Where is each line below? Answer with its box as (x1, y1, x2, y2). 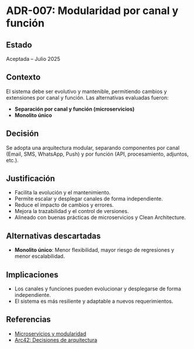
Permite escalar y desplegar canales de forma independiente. (14, 195, 164, 203)
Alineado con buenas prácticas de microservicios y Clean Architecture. (14, 214, 186, 221)
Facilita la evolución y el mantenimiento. (14, 189, 111, 196)
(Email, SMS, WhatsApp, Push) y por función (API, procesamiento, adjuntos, (6, 150, 189, 158)
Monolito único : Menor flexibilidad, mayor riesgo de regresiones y (14, 247, 174, 254)
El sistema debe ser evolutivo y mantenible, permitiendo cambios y (6, 88, 167, 95)
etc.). (6, 156, 19, 163)
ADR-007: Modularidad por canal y (6, 4, 179, 18)
